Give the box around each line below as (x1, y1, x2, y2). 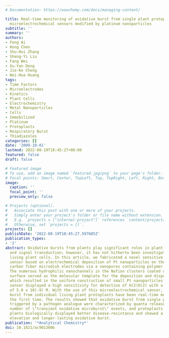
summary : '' (5, 31, 30, 36)
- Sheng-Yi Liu (5, 54, 37, 59)
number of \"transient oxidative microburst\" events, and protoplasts (10, 306, 163, 311)
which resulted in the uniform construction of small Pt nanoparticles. (10, 278, 165, 283)
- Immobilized (5, 115, 35, 120)
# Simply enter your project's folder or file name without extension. (5, 213, 163, 218)
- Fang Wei (5, 58, 28, 63)
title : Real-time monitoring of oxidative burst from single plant (5, 16, 150, 22)
